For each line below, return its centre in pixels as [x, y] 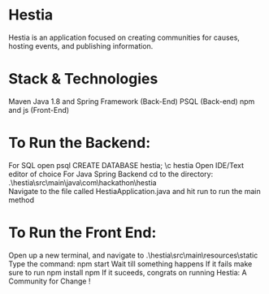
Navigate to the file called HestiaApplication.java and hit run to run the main [135, 191]
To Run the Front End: [82, 232]
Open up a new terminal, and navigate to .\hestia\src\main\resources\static [133, 255]
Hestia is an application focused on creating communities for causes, [124, 37]
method [22, 200]
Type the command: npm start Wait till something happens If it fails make [130, 264]
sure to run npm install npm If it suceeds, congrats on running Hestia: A [128, 272]
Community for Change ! [50, 281]
